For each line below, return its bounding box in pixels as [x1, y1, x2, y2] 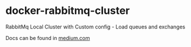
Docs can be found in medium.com [5, 34, 90, 41]
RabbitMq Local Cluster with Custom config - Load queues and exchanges [5, 23, 186, 30]
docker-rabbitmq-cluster [5, 4, 130, 17]
